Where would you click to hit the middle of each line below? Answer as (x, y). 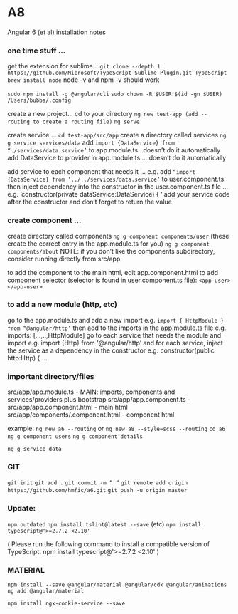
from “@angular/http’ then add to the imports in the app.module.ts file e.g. (117, 328)
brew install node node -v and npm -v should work (83, 80)
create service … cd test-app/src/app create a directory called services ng (117, 135)
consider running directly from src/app (64, 259)
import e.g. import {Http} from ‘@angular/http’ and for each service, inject (115, 343)
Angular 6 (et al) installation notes (57, 32)
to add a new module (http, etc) (62, 305)
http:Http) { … (27, 358)
